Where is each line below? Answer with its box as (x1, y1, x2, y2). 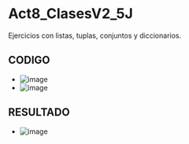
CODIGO (8, 54, 50, 67)
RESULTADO (8, 105, 70, 119)
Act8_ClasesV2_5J (8, 5, 134, 23)
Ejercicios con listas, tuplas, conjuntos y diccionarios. (8, 31, 182, 40)
